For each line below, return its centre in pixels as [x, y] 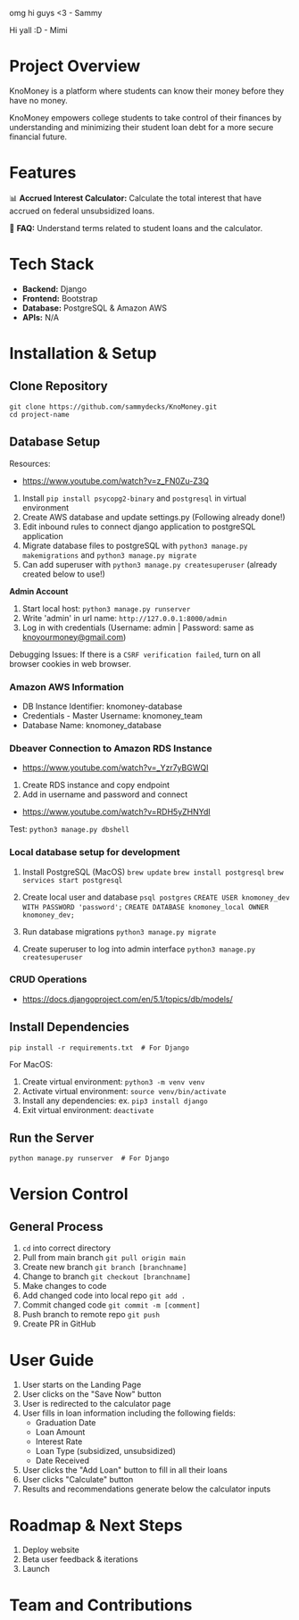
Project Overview [75, 66]
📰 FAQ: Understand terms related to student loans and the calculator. [136, 228]
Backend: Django [54, 288]
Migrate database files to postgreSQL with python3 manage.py [135, 545]
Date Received [62, 1461]
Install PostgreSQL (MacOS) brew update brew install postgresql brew [153, 872]
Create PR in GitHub [59, 1324]
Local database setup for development [95, 852]
